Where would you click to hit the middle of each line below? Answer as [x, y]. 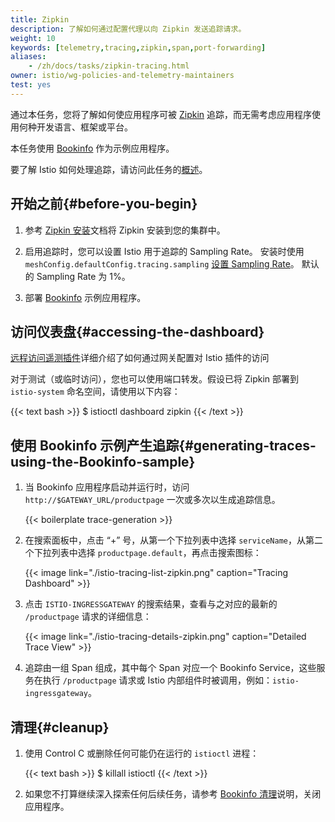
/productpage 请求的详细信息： [88, 617]
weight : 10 [33, 38]
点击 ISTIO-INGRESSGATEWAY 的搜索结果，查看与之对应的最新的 [151, 604]
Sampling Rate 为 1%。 [83, 276]
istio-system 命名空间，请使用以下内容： [95, 392]
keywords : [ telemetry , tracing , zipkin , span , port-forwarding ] [138, 47]
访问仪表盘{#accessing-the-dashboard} [137, 331]
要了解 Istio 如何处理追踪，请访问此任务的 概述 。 [109, 169]
